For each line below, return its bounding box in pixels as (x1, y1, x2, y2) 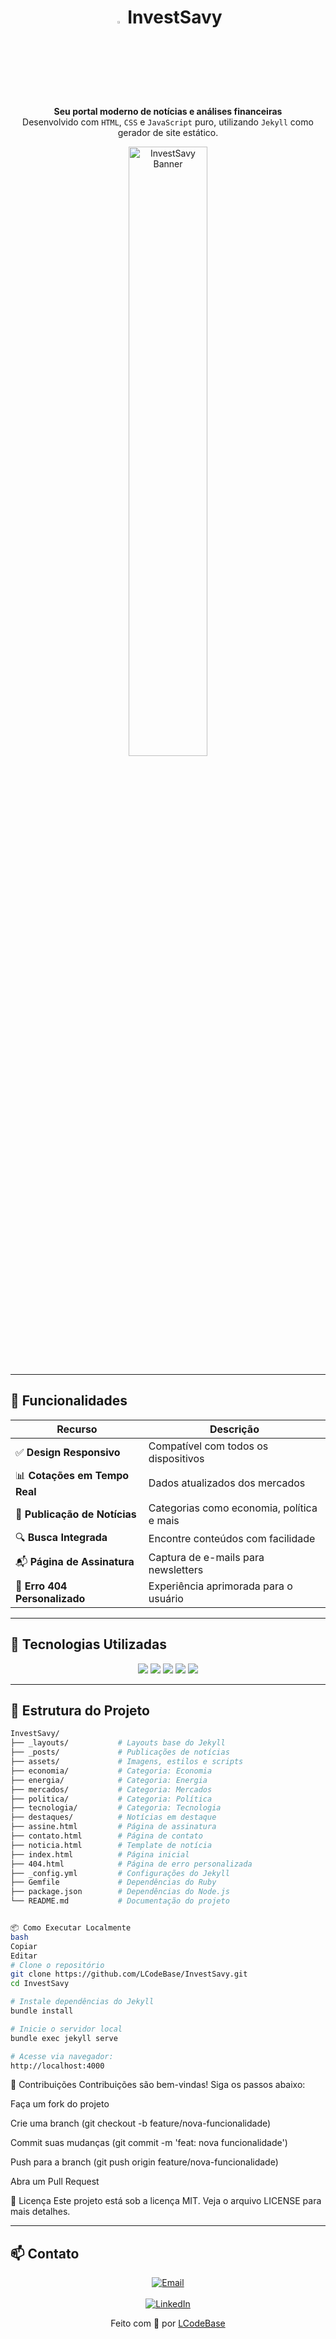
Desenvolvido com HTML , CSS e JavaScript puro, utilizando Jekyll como (22, 116, 314, 128)
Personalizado (15, 1591, 86, 1605)
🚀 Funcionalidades (10, 1392, 128, 1410)
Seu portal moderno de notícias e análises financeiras (53, 105, 283, 117)
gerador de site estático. (117, 126, 219, 138)
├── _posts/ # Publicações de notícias (10, 1747, 230, 1758)
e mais (148, 1513, 180, 1527)
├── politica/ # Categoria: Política (10, 1794, 213, 1804)
